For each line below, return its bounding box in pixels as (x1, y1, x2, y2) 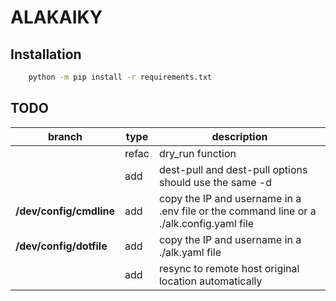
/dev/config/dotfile (15, 239, 108, 253)
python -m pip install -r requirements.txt (28, 72, 213, 82)
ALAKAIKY (10, 6, 103, 29)
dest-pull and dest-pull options (158, 162, 308, 176)
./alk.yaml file (158, 245, 222, 259)
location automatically (158, 274, 263, 288)
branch (48, 129, 83, 143)
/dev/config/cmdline (15, 204, 116, 218)
